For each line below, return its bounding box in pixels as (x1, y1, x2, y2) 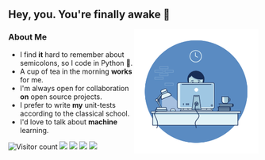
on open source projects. (19, 92, 103, 101)
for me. (19, 74, 44, 84)
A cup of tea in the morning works (19, 67, 132, 76)
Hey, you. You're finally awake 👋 (8, 8, 171, 21)
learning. (19, 125, 49, 135)
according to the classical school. (19, 109, 130, 118)
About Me (8, 32, 48, 43)
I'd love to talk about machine (19, 116, 117, 127)
